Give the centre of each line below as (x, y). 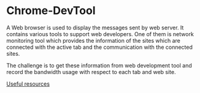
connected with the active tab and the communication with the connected (100, 47)
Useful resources (28, 84)
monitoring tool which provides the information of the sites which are (94, 40)
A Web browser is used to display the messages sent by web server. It (95, 28)
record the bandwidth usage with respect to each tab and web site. (91, 72)
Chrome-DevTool (51, 11)
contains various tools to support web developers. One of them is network (100, 34)
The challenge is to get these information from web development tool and (99, 65)
